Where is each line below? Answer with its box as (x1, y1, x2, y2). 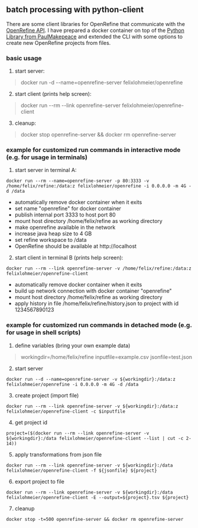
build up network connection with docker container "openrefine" (14, 287, 173, 294)
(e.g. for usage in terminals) (6, 153, 87, 161)
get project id (14, 419, 48, 426)
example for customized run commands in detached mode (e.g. (6, 321, 192, 329)
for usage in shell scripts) (6, 328, 81, 336)
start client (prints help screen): (14, 90, 92, 98)
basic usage (6, 54, 42, 62)
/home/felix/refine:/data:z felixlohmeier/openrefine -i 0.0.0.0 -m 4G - (6, 183, 192, 189)
